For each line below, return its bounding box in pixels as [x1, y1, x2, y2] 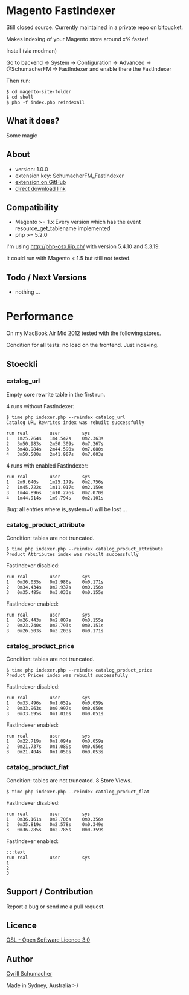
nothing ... [14, 288, 40, 296]
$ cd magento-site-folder [6, 88, 71, 94]
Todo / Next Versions [6, 272, 88, 282]
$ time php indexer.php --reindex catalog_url [6, 414, 126, 420]
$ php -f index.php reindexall [6, 99, 85, 105]
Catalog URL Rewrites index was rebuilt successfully [6, 419, 145, 426]
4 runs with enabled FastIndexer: [6, 461, 88, 469]
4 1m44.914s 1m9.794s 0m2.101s [6, 495, 104, 501]
